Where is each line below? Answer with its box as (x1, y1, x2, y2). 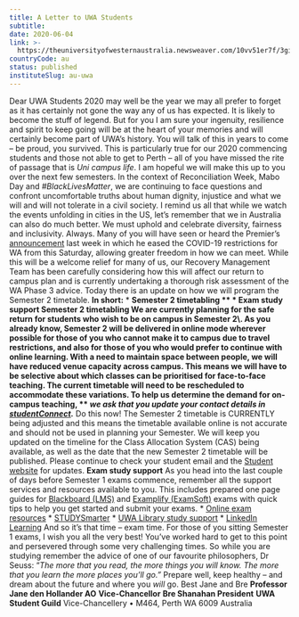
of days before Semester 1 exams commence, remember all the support (9, 474, 272, 485)
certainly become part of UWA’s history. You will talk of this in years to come (9, 133, 289, 144)
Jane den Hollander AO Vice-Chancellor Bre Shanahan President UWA (9, 588, 276, 598)
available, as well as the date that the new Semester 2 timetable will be (9, 446, 269, 457)
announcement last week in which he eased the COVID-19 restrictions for (9, 237, 279, 248)
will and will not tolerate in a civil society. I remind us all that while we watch (9, 200, 287, 210)
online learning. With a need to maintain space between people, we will (9, 351, 278, 362)
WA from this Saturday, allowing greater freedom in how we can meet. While (9, 247, 289, 258)
